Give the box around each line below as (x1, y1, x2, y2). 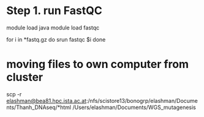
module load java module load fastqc (6, 24, 100, 31)
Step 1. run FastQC (6, 4, 102, 18)
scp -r (6, 90, 22, 98)
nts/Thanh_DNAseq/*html (6, 104, 72, 111)
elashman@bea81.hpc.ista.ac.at (6, 97, 87, 104)
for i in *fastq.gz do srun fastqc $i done (6, 36, 106, 43)
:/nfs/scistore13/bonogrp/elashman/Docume (86, 97, 198, 104)
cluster (6, 70, 43, 85)
